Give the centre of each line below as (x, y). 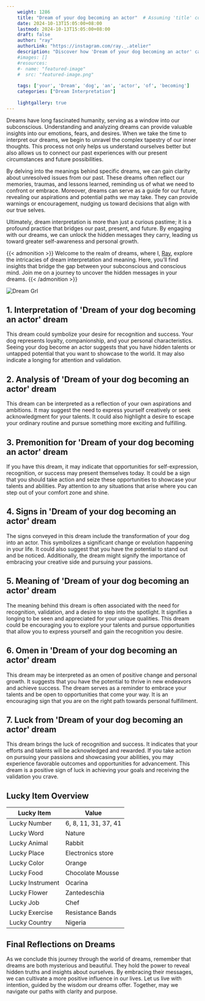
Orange (76, 863)
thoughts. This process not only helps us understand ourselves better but (99, 146)
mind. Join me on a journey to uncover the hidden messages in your (92, 272)
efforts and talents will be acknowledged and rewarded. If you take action (99, 751)
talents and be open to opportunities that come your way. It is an (88, 694)
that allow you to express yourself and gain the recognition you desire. (95, 631)
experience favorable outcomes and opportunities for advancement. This (98, 763)
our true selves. (26, 210)
